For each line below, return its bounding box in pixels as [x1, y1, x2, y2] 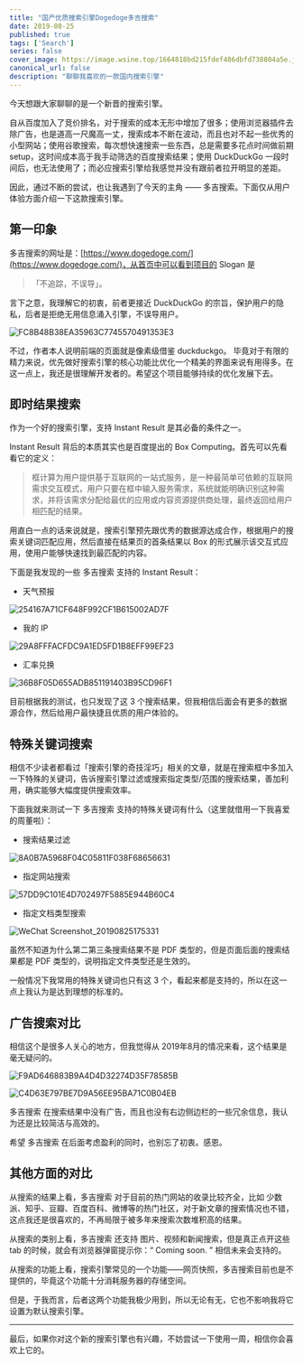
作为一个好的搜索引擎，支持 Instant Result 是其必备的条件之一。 [9, 422, 246, 434]
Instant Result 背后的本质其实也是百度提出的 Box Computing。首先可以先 [9, 442, 280, 453]
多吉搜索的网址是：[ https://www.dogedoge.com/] [9, 248, 194, 258]
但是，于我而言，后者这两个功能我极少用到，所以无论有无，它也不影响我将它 [9, 1294, 294, 1305]
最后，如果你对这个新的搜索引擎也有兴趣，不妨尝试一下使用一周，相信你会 [9, 1333, 286, 1344]
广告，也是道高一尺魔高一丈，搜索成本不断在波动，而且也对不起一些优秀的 [16, 128, 294, 139]
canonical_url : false [9, 64, 91, 73]
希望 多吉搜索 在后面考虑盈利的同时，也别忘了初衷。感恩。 [9, 1137, 227, 1147]
